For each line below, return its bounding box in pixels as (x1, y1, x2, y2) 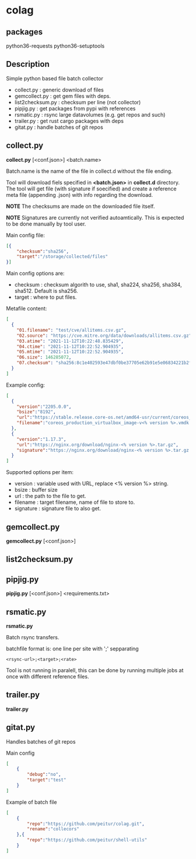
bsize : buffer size (14, 486, 58, 493)
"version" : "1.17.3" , (16, 436, 66, 442)
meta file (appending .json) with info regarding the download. (6, 191, 153, 198)
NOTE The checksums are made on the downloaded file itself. (6, 203, 155, 210)
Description (6, 59, 50, 69)
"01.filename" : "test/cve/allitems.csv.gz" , (16, 327, 127, 333)
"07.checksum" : (16, 360, 54, 366)
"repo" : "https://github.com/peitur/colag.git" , (27, 821, 145, 827)
